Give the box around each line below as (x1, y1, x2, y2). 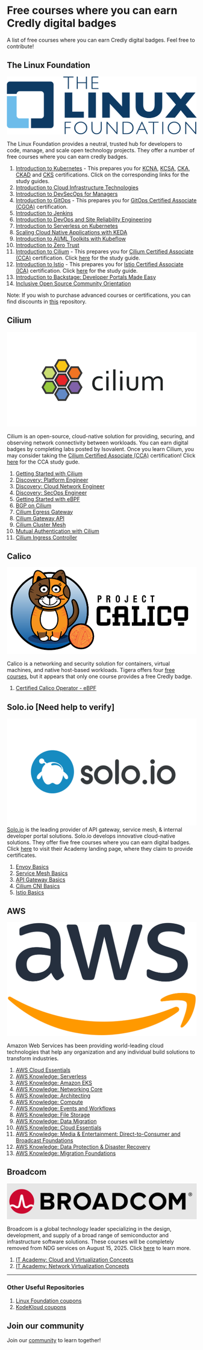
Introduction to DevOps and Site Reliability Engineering (15, 216, 152, 223)
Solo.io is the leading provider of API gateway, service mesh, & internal (7, 826, 183, 833)
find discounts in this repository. (7, 297, 87, 305)
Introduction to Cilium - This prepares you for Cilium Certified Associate (15, 247, 194, 255)
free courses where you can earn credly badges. (7, 153, 128, 160)
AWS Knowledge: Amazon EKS (15, 1079, 93, 1087)
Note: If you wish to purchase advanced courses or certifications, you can (7, 291, 191, 299)
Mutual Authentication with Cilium (15, 527, 100, 535)
